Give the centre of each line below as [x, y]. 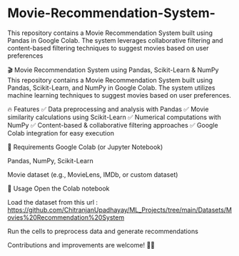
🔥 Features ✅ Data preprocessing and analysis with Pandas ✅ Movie [108, 109]
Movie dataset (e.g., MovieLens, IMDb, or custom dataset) [93, 174]
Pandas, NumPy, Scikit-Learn [51, 160]
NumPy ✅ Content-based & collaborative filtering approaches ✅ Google [113, 125]
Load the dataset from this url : [53, 202]
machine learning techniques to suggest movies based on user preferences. [119, 95]
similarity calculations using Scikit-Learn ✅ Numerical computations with [114, 117]
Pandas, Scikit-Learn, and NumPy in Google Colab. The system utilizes [111, 88]
